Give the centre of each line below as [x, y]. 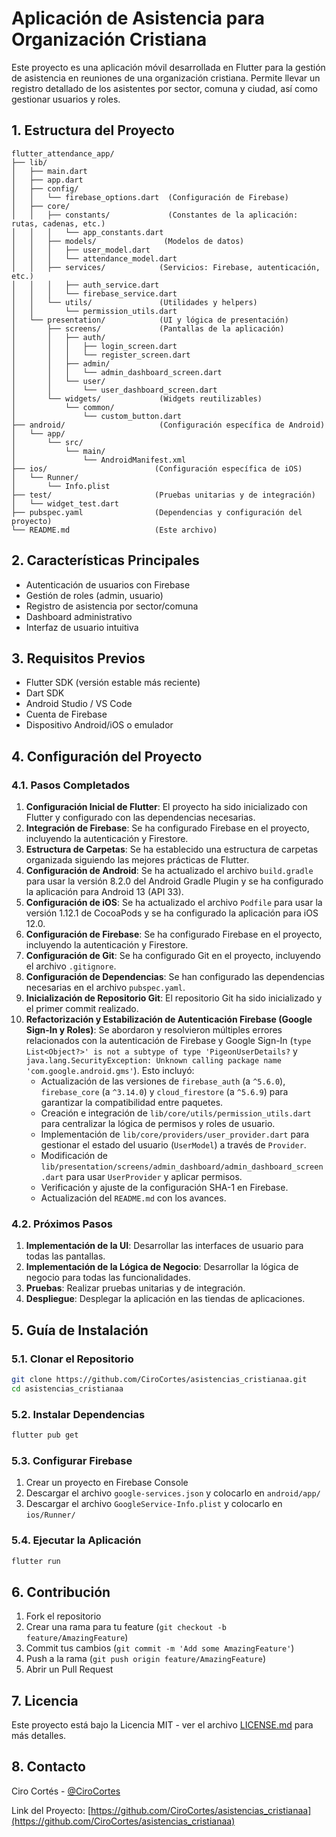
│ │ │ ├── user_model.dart [81, 250]
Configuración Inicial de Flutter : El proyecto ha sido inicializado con [166, 807]
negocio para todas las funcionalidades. [108, 1278]
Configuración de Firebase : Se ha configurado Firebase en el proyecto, [174, 934]
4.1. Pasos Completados [71, 785]
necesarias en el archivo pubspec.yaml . [105, 988]
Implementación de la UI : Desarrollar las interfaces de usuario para [164, 1246]
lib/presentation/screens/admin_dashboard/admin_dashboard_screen [182, 1167]
